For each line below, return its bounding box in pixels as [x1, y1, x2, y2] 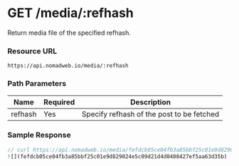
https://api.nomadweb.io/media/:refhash [7, 62, 129, 70]
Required [43, 97, 75, 107]
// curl [7, 146, 31, 153]
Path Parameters [7, 79, 66, 89]
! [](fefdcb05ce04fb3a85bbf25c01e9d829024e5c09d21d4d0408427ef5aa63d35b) [7, 153, 228, 160]
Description [130, 97, 171, 107]
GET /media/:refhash [7, 5, 134, 21]
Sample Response [7, 130, 71, 140]
